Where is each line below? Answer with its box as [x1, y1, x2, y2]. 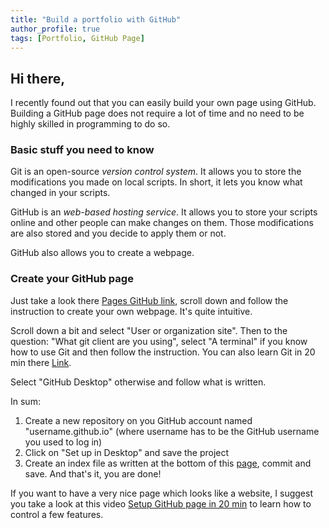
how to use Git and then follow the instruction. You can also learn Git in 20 [10, 346, 316, 358]
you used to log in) [24, 436, 103, 448]
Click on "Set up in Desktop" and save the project [24, 446, 230, 458]
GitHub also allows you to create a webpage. [10, 247, 195, 259]
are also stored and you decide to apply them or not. [10, 227, 227, 240]
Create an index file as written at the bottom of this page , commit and [24, 457, 312, 469]
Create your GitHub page [10, 272, 134, 286]
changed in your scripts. [10, 187, 111, 199]
